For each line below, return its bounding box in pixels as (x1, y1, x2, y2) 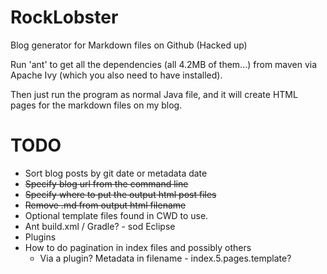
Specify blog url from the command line (24, 177, 189, 190)
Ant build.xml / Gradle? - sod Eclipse (24, 220, 176, 232)
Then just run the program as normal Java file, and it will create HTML (10, 88, 298, 100)
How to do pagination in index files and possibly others (24, 241, 252, 253)
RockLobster (10, 6, 119, 29)
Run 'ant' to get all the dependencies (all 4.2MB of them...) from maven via (10, 58, 318, 70)
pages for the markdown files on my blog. (10, 99, 183, 111)
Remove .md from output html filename (24, 199, 187, 211)
